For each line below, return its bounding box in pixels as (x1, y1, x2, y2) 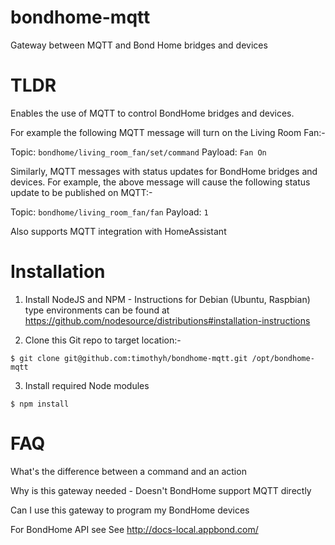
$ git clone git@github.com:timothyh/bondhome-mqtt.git (10, 353, 248, 363)
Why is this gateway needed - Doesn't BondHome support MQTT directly (10, 484, 312, 496)
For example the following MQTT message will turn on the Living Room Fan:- (10, 126, 326, 138)
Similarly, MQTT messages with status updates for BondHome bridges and (10, 165, 318, 177)
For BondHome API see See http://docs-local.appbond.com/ (10, 523, 259, 535)
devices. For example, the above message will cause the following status (10, 176, 311, 188)
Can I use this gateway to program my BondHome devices (10, 504, 250, 516)
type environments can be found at (24, 304, 170, 316)
